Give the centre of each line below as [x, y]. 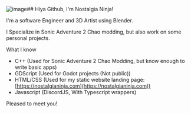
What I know [21, 49]
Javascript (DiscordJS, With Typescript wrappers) [75, 92]
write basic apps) [36, 67]
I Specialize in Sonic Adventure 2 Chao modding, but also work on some [94, 32]
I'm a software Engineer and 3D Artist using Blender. [70, 20]
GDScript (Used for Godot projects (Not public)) [73, 73]
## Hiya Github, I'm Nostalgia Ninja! [70, 9]
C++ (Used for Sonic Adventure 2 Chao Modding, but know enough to [100, 61]
